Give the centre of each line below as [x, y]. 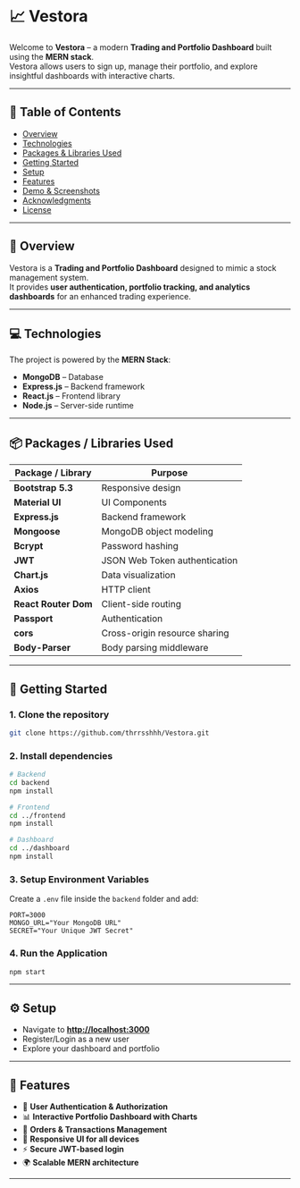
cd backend [29, 782]
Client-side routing [141, 604]
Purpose [170, 473]
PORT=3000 [28, 915]
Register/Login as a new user [75, 1039]
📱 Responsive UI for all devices [81, 1139]
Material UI [37, 502]
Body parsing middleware [155, 648]
